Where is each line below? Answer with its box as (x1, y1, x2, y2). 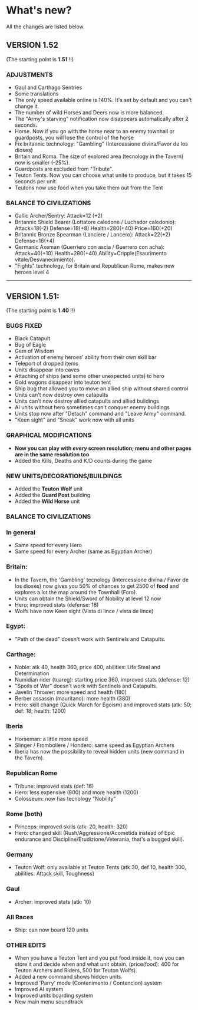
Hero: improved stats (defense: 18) (14, 601, 99, 608)
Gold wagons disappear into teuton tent (14, 379, 111, 386)
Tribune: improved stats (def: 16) (14, 782, 94, 789)
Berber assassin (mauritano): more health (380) (14, 695, 131, 702)
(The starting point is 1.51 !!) (6, 55, 74, 62)
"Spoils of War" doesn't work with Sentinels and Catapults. (14, 682, 158, 690)
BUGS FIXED (6, 322, 42, 330)
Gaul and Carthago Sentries (14, 84, 82, 91)
